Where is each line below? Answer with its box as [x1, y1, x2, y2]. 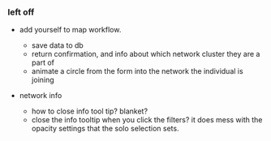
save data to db [31, 41, 84, 50]
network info [19, 91, 62, 100]
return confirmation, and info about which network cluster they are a [31, 49, 260, 59]
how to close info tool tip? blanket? [31, 106, 148, 116]
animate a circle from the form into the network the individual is [31, 66, 244, 76]
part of [31, 58, 54, 67]
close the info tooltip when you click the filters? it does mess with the [31, 115, 263, 125]
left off [7, 6, 35, 18]
